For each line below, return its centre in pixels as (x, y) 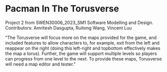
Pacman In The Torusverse (62, 9)
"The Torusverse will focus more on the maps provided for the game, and (81, 37)
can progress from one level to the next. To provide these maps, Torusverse (83, 58)
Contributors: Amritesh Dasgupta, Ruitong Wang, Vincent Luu (68, 27)
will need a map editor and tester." (41, 64)
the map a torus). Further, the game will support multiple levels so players (81, 53)
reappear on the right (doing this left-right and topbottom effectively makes (83, 48)
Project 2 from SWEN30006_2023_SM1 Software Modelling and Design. (79, 22)
